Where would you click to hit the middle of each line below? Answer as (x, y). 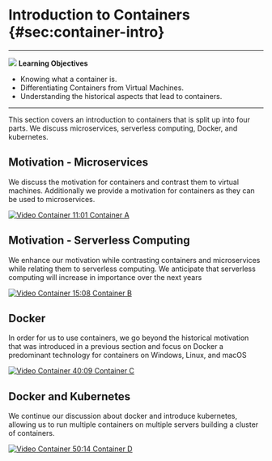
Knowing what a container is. (68, 79)
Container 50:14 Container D (85, 449)
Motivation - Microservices (79, 163)
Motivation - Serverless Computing (99, 241)
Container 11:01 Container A (83, 215)
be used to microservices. (52, 199)
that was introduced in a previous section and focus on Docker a (116, 347)
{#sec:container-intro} (87, 32)
